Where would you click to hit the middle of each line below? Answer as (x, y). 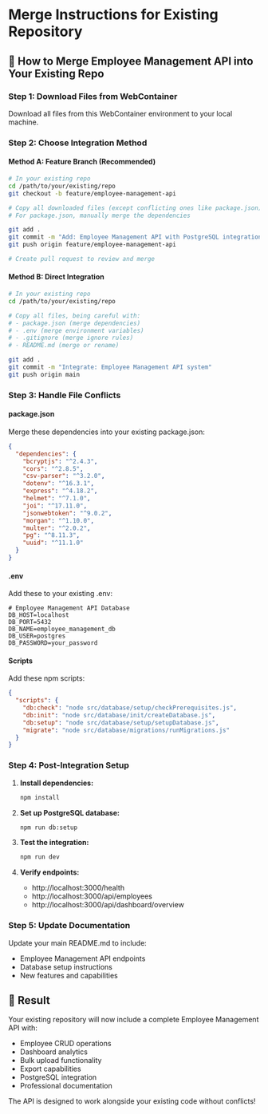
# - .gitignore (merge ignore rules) (71, 338)
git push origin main (44, 374)
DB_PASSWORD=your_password (53, 643)
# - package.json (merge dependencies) (75, 323)
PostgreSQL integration (58, 1077)
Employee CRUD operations (65, 1044)
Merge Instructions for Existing (114, 15)
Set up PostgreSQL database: (70, 812)
